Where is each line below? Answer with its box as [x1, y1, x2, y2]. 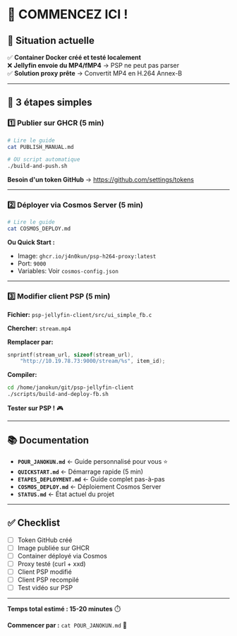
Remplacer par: [7, 337, 54, 346]
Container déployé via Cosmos [17, 551, 107, 560]
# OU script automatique [7, 156, 80, 163]
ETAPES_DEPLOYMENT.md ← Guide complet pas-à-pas [17, 474, 165, 483]
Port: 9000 [17, 259, 47, 268]
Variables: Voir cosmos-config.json [17, 267, 119, 275]
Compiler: [7, 371, 37, 379]
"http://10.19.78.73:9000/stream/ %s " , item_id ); [20, 358, 166, 365]
